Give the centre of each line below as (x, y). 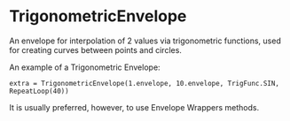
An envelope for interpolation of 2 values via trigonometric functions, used (145, 41)
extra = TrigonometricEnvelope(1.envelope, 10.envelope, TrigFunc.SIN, (144, 83)
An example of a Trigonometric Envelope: (85, 67)
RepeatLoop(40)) (39, 91)
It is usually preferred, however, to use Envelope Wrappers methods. (134, 107)
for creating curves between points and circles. (95, 49)
